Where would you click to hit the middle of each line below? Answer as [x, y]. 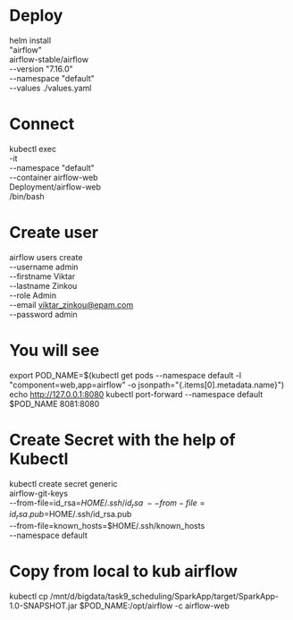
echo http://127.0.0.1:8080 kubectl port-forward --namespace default [136, 394]
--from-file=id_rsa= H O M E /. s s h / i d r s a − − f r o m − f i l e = [107, 504]
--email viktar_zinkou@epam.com [71, 304]
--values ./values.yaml [50, 88]
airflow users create [46, 257]
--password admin [43, 314]
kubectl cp [29, 597]
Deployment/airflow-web [55, 187]
